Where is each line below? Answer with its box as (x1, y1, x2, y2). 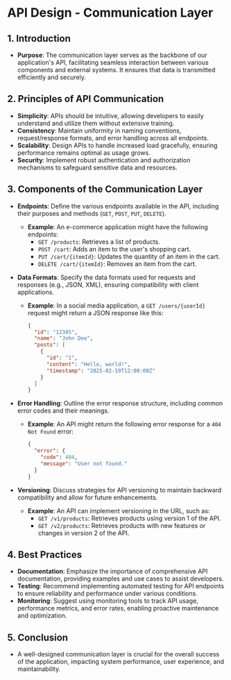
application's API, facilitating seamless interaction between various (17, 58, 209, 67)
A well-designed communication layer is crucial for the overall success (17, 650, 220, 658)
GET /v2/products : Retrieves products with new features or (37, 521, 206, 529)
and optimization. (17, 611, 67, 620)
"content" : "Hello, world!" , (46, 360, 130, 367)
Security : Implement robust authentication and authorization (17, 156, 191, 164)
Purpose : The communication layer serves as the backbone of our (17, 51, 208, 59)
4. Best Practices (7, 549, 83, 561)
